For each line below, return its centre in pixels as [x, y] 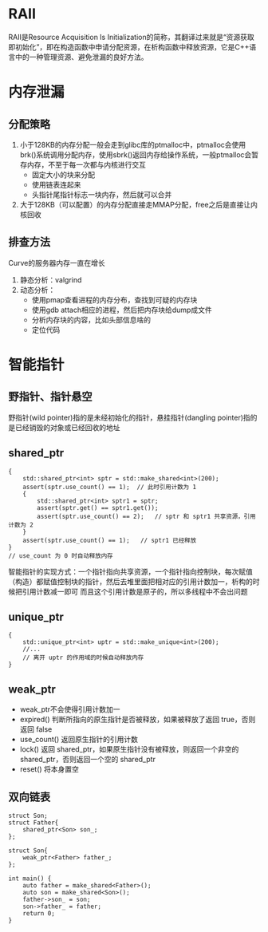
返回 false [36, 729]
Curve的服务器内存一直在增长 [57, 263]
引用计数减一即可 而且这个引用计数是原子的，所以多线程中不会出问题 [135, 591]
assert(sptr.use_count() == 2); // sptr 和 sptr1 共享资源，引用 [147, 516]
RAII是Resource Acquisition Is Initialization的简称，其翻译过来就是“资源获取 [132, 37]
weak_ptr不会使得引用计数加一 [70, 709]
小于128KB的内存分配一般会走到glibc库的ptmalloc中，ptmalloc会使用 [133, 144]
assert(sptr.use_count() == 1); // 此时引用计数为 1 [110, 487]
